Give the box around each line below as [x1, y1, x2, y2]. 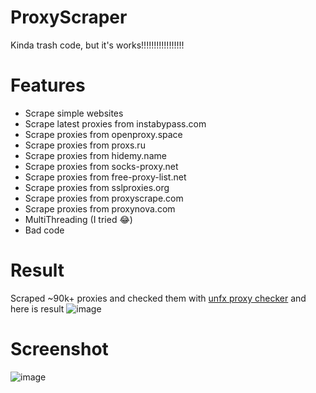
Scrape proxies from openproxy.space [24, 128, 183, 140]
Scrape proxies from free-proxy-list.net [24, 171, 187, 183]
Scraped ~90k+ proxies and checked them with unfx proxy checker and [10, 292, 307, 304]
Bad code [24, 224, 65, 236]
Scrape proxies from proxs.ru [24, 139, 146, 151]
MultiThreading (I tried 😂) [24, 213, 133, 225]
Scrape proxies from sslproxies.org [24, 181, 170, 193]
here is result [10, 302, 65, 315]
